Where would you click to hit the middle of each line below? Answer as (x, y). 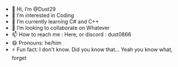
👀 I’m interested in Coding (43, 15)
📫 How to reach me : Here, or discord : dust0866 (71, 34)
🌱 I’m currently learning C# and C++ (55, 21)
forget (19, 58)
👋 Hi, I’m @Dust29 (34, 9)
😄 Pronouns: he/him (36, 43)
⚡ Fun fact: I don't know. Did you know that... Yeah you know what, (92, 49)
